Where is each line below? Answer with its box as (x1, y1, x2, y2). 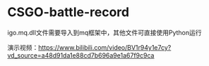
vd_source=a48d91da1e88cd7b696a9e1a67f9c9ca (7, 51, 155, 60)
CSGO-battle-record (7, 4, 129, 20)
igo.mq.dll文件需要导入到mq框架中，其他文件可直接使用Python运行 (7, 28, 203, 37)
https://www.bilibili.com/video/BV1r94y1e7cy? (38, 43, 172, 51)
